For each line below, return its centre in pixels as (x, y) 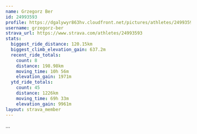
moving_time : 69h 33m (42, 98)
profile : (16, 22)
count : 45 (28, 88)
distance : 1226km (37, 93)
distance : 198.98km (40, 66)
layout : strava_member (33, 109)
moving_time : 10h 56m (42, 71)
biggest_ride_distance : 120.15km (52, 44)
